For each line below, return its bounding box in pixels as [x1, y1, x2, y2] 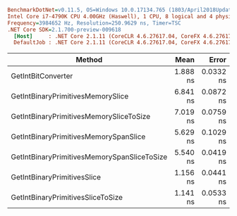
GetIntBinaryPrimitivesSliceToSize [11, 193, 123, 203]
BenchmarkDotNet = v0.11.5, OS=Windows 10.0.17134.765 [7, 6, 166, 13]
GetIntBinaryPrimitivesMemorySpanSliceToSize [11, 152, 168, 162]
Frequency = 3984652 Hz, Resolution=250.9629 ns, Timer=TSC [7, 19, 181, 27]
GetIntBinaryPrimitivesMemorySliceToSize [11, 112, 150, 122]
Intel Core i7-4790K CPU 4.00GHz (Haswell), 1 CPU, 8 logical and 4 [7, 13, 213, 20]
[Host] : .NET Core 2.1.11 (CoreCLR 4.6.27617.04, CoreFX [13, 32, 200, 39]
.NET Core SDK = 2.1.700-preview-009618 [7, 26, 121, 33]
